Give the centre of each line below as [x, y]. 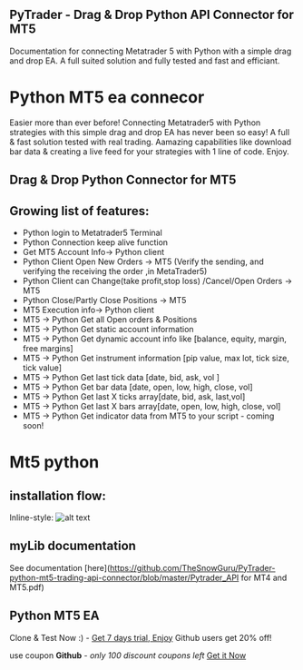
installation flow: [58, 495]
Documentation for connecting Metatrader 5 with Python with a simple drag [151, 51]
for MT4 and [264, 577]
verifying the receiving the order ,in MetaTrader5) [115, 271]
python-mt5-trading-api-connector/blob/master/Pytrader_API [124, 577]
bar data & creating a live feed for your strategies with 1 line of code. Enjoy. [150, 151]
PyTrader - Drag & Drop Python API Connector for [152, 15]
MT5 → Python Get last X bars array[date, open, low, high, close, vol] [151, 406]
